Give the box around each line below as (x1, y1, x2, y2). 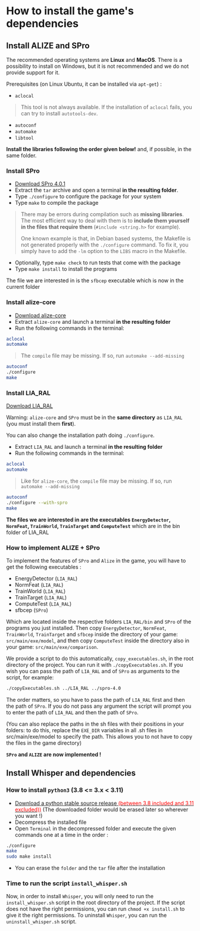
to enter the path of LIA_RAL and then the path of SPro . (6, 708, 139, 716)
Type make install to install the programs (14, 265, 117, 273)
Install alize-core (6, 298, 56, 307)
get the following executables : (6, 563, 82, 570)
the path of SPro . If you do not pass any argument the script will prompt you (6, 702, 192, 710)
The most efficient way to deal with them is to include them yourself (20, 217, 190, 224)
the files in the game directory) (6, 739, 82, 746)
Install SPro (6, 167, 40, 175)
